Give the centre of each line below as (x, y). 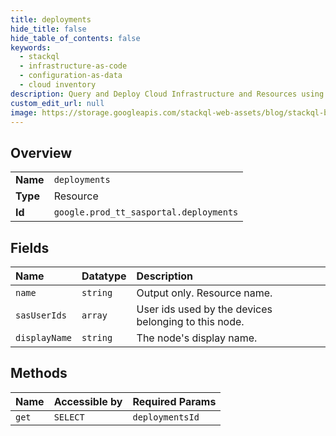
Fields (30, 247)
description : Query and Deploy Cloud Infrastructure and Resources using (167, 94)
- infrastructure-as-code (73, 66)
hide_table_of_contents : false (75, 38)
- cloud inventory (58, 85)
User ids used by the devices (204, 309)
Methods (39, 373)
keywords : (31, 47)
